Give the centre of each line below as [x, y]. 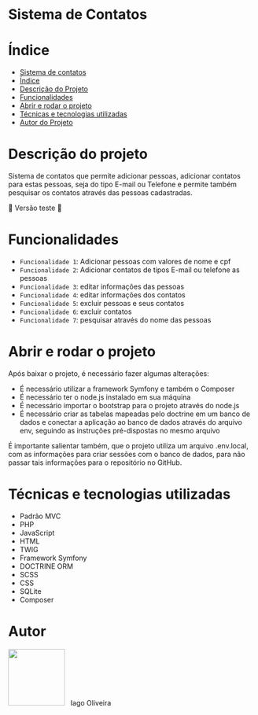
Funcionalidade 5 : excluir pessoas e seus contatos [102, 303]
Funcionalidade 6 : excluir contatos [76, 311]
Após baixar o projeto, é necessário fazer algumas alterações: [109, 373]
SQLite [30, 591]
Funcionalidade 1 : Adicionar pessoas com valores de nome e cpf [125, 262]
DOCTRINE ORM [46, 566]
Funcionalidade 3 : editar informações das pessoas [102, 286]
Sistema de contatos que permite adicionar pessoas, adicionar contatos [125, 176]
